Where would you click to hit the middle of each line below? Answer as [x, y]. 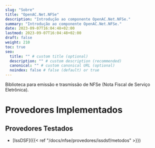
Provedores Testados [39, 128]
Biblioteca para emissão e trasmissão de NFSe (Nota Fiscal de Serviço [78, 84]
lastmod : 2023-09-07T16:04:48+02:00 [43, 33]
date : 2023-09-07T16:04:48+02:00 [40, 28]
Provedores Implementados [64, 110]
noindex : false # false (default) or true [54, 70]
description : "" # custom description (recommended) [66, 61]
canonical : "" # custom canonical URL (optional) [62, 65]
